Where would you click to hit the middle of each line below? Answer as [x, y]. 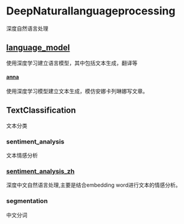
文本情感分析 [22, 156]
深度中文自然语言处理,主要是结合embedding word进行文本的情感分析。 [93, 185]
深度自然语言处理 [27, 28]
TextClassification [41, 110]
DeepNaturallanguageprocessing [91, 11]
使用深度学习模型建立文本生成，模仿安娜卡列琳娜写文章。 [77, 91]
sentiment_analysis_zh [40, 171]
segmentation [27, 201]
